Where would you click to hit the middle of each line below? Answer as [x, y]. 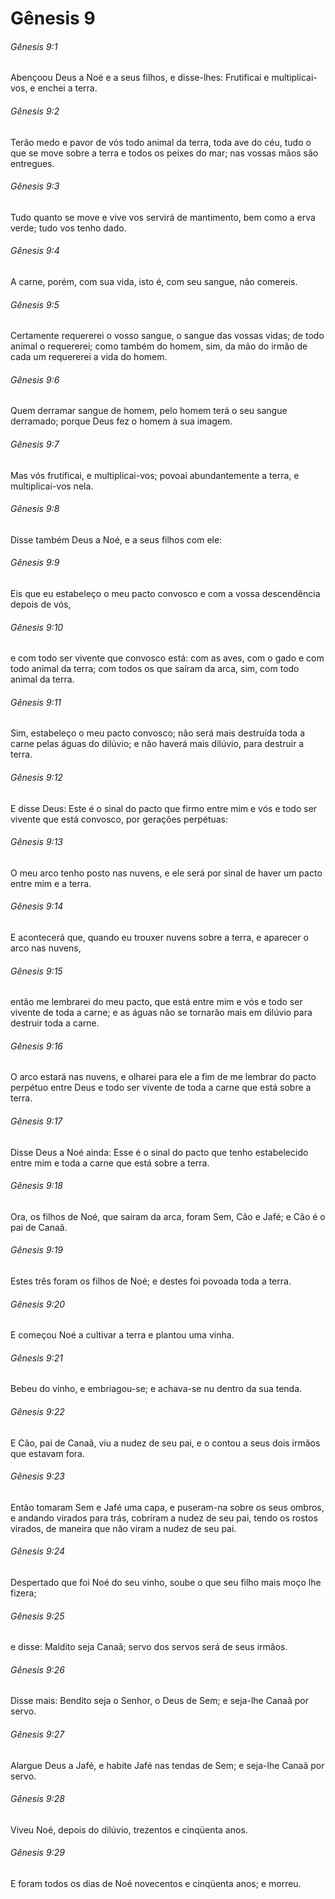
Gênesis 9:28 [37, 1799]
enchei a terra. [67, 88]
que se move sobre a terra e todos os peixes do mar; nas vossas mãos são [164, 153]
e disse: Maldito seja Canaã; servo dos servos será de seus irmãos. [149, 1647]
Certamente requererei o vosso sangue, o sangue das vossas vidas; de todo [167, 336]
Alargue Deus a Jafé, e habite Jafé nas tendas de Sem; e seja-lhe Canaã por [167, 1765]
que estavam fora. [47, 1453]
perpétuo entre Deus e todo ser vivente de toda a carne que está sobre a [161, 1088]
